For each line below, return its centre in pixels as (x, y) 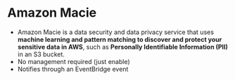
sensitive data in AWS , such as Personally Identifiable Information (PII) (123, 47)
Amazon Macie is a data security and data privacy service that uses (116, 32)
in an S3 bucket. (41, 54)
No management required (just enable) (74, 61)
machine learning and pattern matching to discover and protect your (120, 39)
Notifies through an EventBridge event (73, 69)
